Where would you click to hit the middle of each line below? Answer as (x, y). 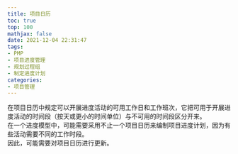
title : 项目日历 (29, 14)
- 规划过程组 (24, 67)
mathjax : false (30, 34)
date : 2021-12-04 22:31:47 (47, 40)
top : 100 (20, 27)
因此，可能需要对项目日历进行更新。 (60, 143)
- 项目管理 (21, 87)
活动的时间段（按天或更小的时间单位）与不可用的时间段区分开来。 (109, 116)
